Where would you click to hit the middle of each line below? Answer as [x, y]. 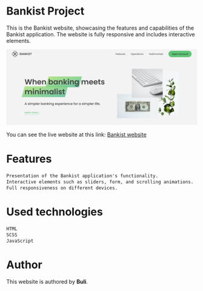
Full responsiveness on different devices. [62, 188]
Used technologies [55, 211]
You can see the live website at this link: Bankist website [76, 134]
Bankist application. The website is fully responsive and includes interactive [101, 34]
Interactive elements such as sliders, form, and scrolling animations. [100, 182]
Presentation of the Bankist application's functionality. [82, 176]
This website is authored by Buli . [47, 281]
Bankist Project [45, 11]
